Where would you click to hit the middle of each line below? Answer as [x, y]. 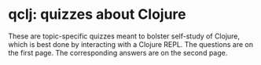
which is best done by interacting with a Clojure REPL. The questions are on [131, 44]
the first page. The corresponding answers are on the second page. [118, 52]
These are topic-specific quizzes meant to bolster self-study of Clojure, [124, 36]
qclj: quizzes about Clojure [97, 14]
